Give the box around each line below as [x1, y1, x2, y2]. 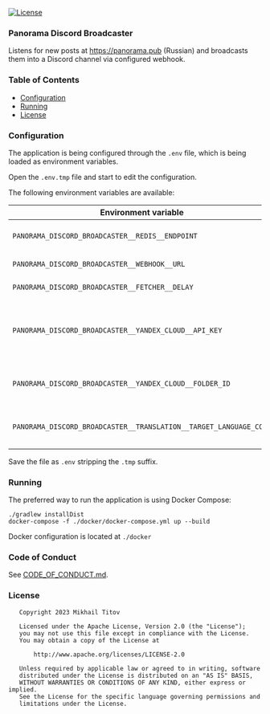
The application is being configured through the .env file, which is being [8, 148, 247, 157]
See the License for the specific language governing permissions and [18, 692, 261, 700]
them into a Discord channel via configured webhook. [8, 55, 186, 64]
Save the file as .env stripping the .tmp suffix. [8, 456, 158, 466]
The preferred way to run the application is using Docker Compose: [8, 495, 231, 505]
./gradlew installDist [8, 511, 84, 519]
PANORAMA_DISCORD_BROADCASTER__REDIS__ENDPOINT [12, 231, 198, 240]
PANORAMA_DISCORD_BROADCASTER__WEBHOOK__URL [12, 259, 186, 268]
